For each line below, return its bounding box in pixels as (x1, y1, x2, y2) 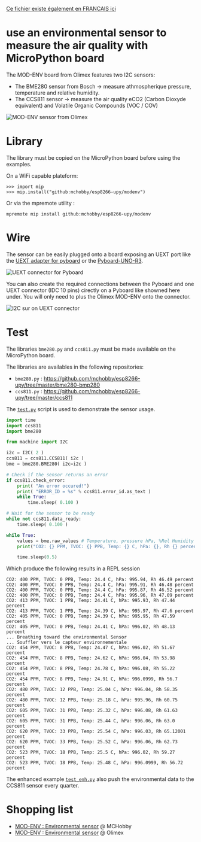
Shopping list (6, 803, 74, 816)
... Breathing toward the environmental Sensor (6, 634, 127, 640)
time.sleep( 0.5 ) (17, 554, 58, 560)
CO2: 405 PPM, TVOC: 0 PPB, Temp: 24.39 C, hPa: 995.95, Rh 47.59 (6, 613, 175, 619)
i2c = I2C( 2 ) (6, 450, 44, 456)
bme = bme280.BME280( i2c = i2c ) (6, 461, 87, 467)
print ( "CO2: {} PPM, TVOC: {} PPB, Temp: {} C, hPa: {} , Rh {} (17, 543, 178, 549)
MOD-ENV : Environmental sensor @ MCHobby (14, 823, 132, 830)
